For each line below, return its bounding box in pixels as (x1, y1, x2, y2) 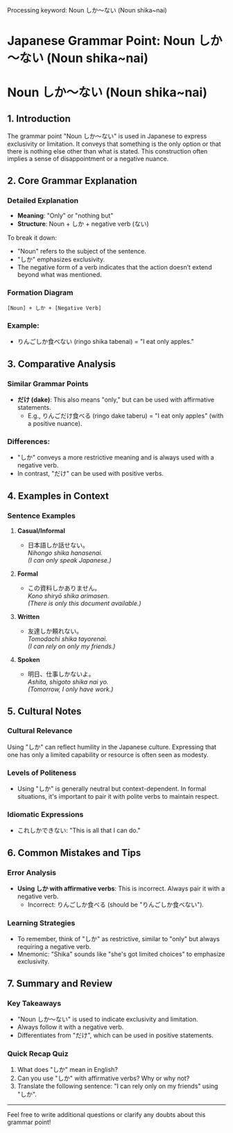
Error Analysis (7, 868, 57, 877)
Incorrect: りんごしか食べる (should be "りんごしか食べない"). (27, 900, 205, 909)
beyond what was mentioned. (17, 270, 102, 279)
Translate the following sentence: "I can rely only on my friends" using (17, 1082, 218, 1091)
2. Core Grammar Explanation (7, 174, 137, 186)
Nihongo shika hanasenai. (27, 549, 103, 557)
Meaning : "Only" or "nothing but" (17, 211, 114, 220)
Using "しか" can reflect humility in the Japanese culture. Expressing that (7, 743, 217, 751)
